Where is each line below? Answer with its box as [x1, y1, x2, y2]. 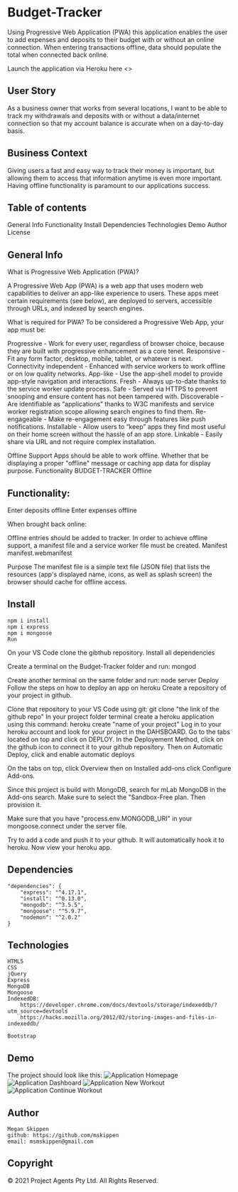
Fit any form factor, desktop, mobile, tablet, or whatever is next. [7, 354, 193, 363]
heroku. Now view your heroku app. [7, 843, 112, 851]
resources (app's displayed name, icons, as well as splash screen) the [7, 570, 212, 579]
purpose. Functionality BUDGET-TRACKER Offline [7, 467, 153, 475]
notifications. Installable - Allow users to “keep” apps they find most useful [7, 423, 226, 431]
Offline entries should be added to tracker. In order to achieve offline [7, 534, 208, 542]
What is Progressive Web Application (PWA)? [7, 268, 140, 276]
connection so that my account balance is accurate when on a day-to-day [7, 119, 224, 127]
